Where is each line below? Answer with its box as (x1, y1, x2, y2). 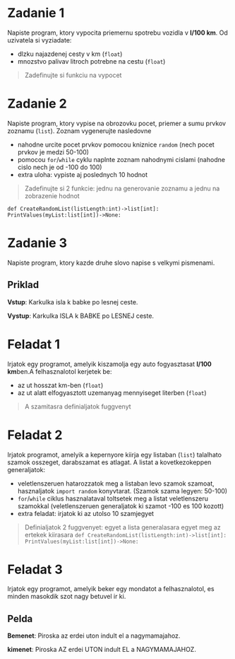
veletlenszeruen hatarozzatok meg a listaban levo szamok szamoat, (17, 479, 215, 488)
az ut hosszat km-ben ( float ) (17, 381, 104, 389)
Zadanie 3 (7, 235, 68, 251)
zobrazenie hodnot (24, 191, 80, 200)
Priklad (7, 279, 40, 291)
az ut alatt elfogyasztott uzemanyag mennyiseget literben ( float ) (17, 388, 207, 397)
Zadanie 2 (7, 96, 67, 112)
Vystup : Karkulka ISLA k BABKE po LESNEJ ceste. (7, 311, 154, 320)
